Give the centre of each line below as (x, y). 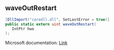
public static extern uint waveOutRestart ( (51, 24)
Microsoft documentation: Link (36, 43)
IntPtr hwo (23, 29)
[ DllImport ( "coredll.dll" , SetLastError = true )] (57, 19)
